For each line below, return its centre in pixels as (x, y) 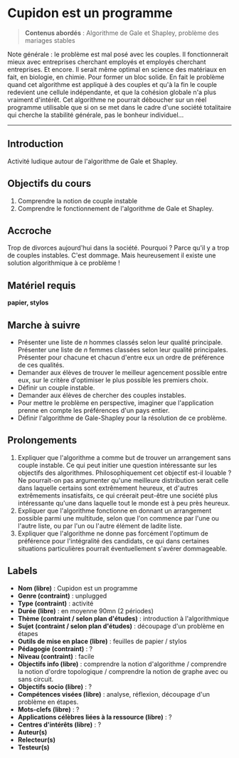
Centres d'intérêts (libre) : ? (59, 724)
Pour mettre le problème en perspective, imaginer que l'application (116, 403)
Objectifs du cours (49, 184)
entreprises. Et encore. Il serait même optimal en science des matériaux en (117, 69)
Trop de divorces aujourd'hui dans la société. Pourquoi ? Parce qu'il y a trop (118, 248)
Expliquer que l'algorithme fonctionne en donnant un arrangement (115, 511)
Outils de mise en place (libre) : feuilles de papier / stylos (102, 641)
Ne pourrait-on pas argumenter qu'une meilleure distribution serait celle (123, 480)
